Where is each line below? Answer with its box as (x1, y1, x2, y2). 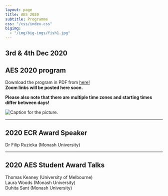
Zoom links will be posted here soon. (5, 84, 83, 90)
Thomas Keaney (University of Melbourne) (5, 174, 93, 180)
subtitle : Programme (5, 16, 48, 21)
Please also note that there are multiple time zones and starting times (5, 94, 152, 100)
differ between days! (5, 99, 49, 105)
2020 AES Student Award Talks (5, 161, 105, 169)
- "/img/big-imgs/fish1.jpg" (9, 30, 70, 35)
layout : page (5, 7, 32, 12)
